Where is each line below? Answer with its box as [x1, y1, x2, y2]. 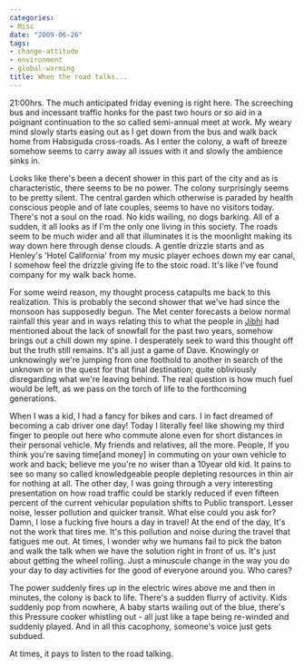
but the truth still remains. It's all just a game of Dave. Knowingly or [9, 344, 260, 355]
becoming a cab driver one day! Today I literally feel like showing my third [9, 419, 285, 431]
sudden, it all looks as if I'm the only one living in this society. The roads [9, 221, 279, 231]
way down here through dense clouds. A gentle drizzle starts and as [9, 240, 265, 250]
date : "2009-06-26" [9, 30, 83, 39]
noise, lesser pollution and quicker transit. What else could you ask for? [9, 506, 277, 517]
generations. [9, 392, 57, 404]
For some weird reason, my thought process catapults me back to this [9, 287, 271, 298]
